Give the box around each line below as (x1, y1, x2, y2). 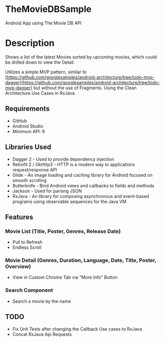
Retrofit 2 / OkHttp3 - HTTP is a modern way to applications (12, 161, 135, 168)
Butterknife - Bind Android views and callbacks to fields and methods (12, 182, 155, 188)
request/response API (12, 167, 57, 172)
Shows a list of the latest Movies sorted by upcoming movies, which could (5, 54, 157, 60)
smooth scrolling (12, 177, 47, 183)
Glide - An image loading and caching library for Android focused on (12, 172, 153, 178)
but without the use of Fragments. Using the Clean (33, 85, 137, 91)
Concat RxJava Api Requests (12, 331, 72, 337)
